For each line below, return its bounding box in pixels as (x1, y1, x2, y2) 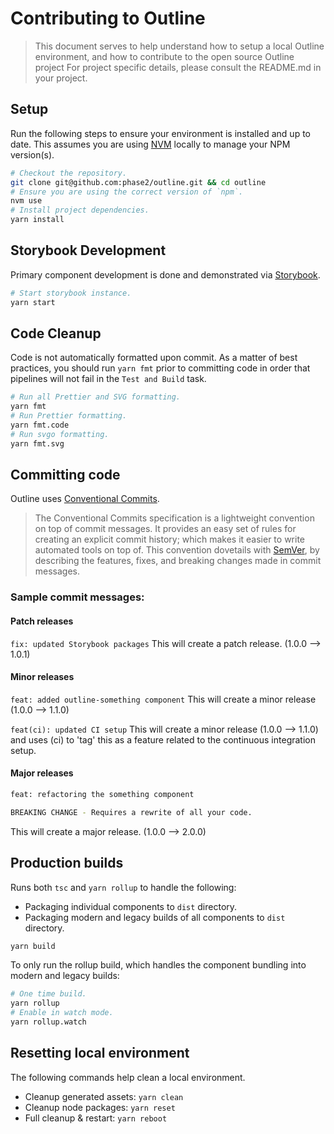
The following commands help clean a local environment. (10, 1071, 246, 1083)
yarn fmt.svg (10, 438, 65, 449)
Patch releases (10, 615, 74, 627)
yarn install (10, 215, 65, 225)
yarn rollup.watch (10, 1017, 87, 1027)
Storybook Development (10, 242, 167, 259)
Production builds (10, 855, 124, 872)
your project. (34, 72, 88, 84)
